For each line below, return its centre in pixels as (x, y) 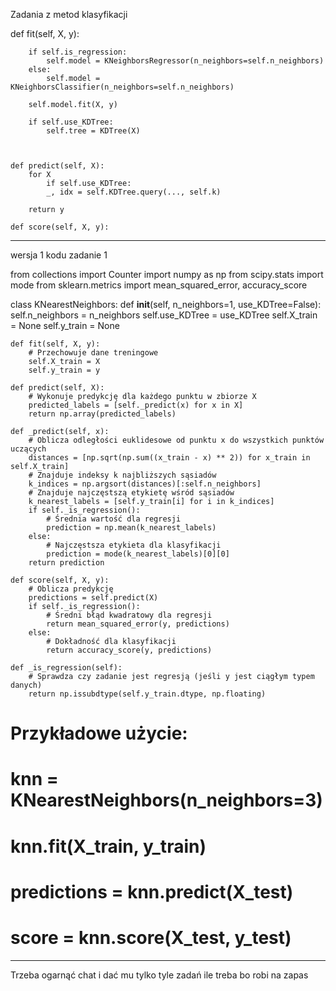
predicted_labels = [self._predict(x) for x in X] (136, 405)
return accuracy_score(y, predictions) (129, 650)
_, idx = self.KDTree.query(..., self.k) (134, 192)
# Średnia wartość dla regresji (114, 519)
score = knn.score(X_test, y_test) (151, 937)
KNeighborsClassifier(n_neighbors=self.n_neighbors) (122, 87)
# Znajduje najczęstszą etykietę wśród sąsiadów (131, 493)
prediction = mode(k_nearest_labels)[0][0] (138, 554)
